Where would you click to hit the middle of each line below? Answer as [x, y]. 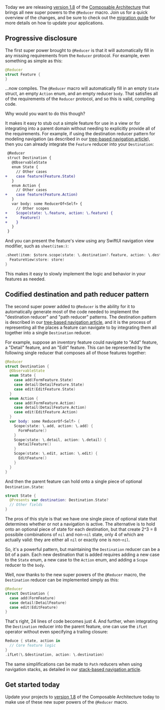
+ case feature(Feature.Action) [41, 195]
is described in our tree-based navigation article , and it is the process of [78, 322]
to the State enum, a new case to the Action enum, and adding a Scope [77, 560]
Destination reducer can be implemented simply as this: [62, 580]
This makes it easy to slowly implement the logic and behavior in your [75, 274]
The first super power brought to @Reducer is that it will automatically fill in [79, 50]
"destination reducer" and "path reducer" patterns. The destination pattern [81, 317]
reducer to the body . [25, 565]
